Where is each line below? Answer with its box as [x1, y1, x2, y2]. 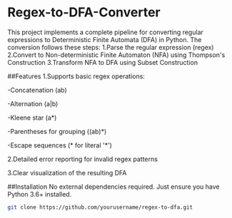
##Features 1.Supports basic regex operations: [7, 72, 145, 81]
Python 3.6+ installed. [7, 190, 72, 198]
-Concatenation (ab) [7, 85, 68, 94]
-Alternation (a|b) [7, 99, 59, 108]
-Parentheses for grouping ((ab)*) [7, 127, 107, 135]
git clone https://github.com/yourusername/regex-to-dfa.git [7, 204, 193, 211]
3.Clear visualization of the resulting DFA [7, 168, 127, 177]
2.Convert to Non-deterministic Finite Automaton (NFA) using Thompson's [7, 51, 226, 59]
